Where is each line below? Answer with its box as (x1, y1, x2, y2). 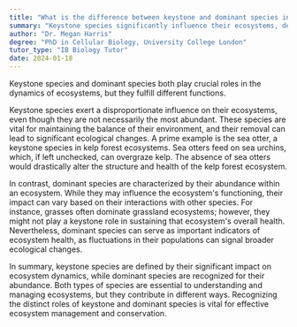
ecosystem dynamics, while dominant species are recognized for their (9, 270, 265, 281)
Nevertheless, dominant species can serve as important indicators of (9, 225, 261, 235)
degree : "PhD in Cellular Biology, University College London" (9, 37, 247, 47)
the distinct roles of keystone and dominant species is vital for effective (9, 299, 270, 309)
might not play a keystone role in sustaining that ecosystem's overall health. (9, 216, 286, 226)
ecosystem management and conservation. (9, 308, 167, 318)
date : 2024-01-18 (9, 54, 73, 63)
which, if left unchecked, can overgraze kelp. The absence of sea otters (9, 152, 271, 162)
